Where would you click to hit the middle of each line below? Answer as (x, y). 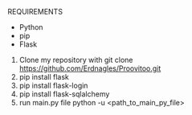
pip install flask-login (53, 85)
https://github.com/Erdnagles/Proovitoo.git (90, 68)
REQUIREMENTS (35, 12)
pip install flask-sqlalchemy (64, 94)
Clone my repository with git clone (76, 60)
